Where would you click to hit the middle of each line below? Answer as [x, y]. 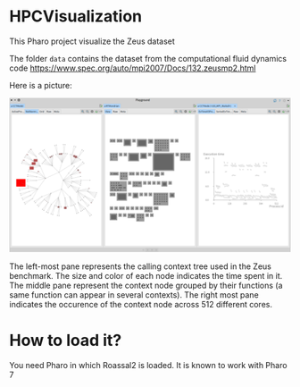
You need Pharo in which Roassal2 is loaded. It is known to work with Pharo [148, 365]
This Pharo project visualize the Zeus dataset [92, 41]
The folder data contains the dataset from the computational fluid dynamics [148, 58]
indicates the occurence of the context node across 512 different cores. [141, 304]
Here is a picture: [41, 85]
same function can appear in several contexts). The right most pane [134, 294]
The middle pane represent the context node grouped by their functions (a [146, 285]
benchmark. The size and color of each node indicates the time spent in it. [146, 275]
